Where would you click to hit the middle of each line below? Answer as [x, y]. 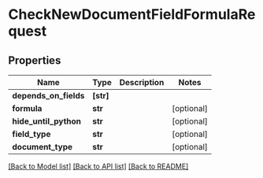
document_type [43, 147]
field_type [31, 134]
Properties [35, 60]
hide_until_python [46, 121]
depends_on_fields [48, 96]
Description [142, 82]
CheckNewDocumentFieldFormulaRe [132, 15]
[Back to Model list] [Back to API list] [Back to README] [98, 166]
